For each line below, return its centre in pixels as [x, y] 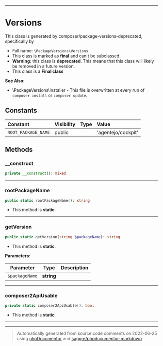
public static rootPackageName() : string [48, 200]
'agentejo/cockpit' [117, 132]
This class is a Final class [38, 71]
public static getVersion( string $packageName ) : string [63, 237]
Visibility [65, 124]
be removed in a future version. [43, 66]
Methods [19, 150]
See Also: [15, 81]
